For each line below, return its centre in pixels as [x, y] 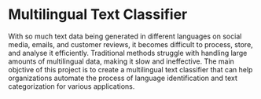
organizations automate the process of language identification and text [123, 78]
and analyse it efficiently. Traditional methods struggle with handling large [128, 53]
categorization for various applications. [72, 86]
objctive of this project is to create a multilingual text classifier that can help [130, 69]
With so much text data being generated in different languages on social [125, 36]
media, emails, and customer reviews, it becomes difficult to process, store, [130, 44]
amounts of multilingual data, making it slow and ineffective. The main [121, 61]
